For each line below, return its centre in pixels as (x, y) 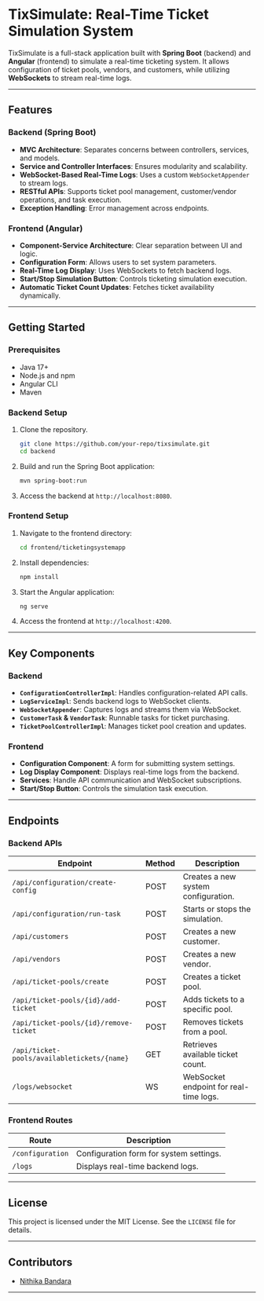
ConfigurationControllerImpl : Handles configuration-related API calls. (134, 693)
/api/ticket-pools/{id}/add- (66, 1000)
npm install (39, 577)
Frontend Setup (38, 516)
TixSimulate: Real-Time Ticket (109, 15)
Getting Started (47, 328)
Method (160, 863)
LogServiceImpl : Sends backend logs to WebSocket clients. (115, 702)
